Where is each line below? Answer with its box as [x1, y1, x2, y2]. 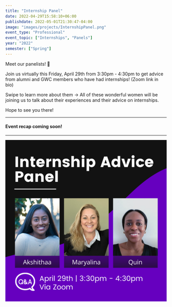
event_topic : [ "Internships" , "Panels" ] [5, 35, 93, 40]
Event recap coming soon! [5, 124, 62, 130]
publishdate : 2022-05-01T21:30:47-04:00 [5, 19, 93, 24]
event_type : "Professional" [5, 30, 66, 35]
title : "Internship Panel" [5, 8, 63, 13]
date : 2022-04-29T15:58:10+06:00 [5, 13, 77, 19]
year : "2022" [5, 41, 33, 46]
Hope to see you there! [5, 107, 54, 113]
